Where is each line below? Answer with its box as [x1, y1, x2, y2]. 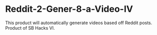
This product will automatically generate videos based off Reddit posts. [5, 20, 152, 26]
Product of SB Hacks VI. [5, 25, 55, 31]
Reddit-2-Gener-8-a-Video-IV [5, 3, 133, 15]
